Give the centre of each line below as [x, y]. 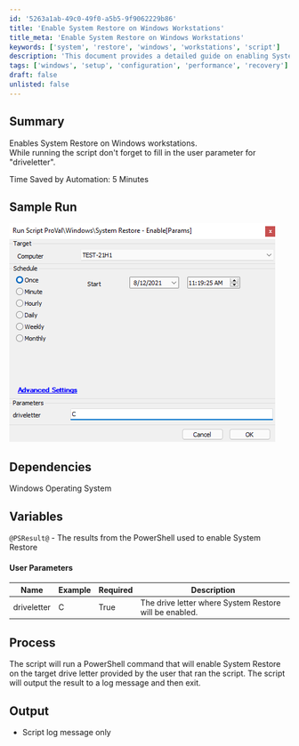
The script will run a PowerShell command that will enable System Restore [145, 664]
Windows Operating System [61, 488]
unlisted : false [39, 84]
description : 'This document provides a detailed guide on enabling [139, 56]
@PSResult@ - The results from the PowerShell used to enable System [135, 537]
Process [32, 642]
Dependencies [50, 467]
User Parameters [41, 567]
